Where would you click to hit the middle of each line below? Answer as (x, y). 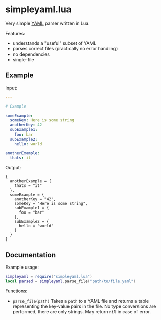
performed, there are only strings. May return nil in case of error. (82, 311)
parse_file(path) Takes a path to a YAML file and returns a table (81, 301)
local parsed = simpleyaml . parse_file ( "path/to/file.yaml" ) (71, 281)
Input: (11, 88)
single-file (23, 59)
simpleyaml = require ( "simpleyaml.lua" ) (49, 277)
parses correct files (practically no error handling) (65, 48)
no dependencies (31, 54)
